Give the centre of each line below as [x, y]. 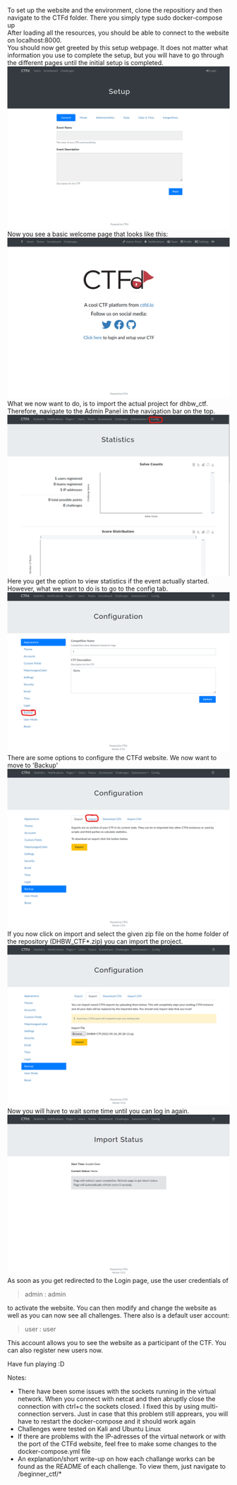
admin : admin [45, 1294]
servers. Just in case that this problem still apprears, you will [140, 1414]
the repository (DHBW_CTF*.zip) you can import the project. [95, 942]
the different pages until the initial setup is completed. [85, 63]
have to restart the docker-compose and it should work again [107, 1421]
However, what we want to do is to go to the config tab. [87, 588]
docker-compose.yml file [54, 1451]
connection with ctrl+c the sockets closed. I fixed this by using [108, 1406]
